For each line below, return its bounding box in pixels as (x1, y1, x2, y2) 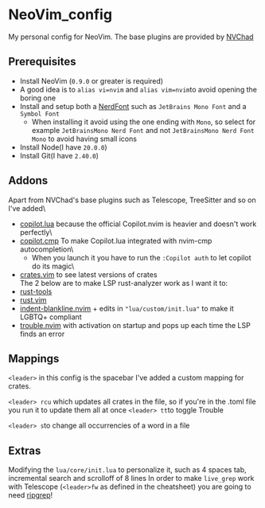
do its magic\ (31, 261, 75, 271)
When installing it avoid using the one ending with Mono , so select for (31, 117, 256, 127)
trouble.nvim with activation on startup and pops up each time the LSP (19, 320, 251, 330)
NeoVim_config (8, 6, 113, 24)
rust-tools (19, 287, 53, 296)
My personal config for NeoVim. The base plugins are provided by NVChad (8, 32, 254, 41)
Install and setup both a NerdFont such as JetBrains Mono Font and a (19, 101, 247, 111)
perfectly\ (19, 227, 53, 236)
